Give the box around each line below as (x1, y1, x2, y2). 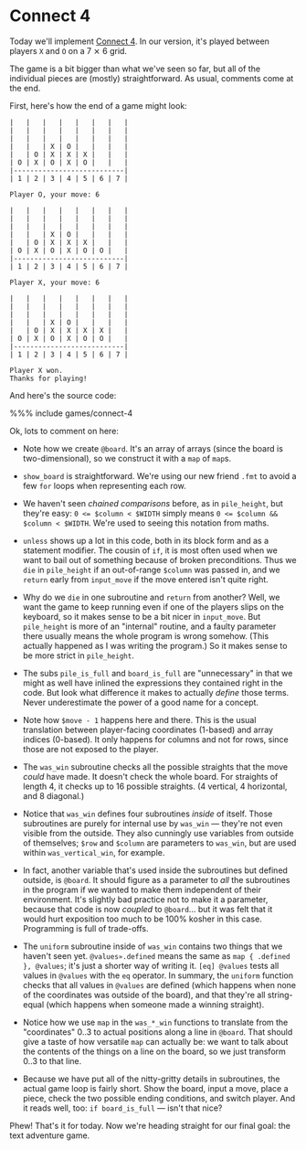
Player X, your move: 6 (9, 278, 100, 287)
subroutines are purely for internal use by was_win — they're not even (22, 817, 283, 828)
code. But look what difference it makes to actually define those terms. (22, 687, 290, 697)
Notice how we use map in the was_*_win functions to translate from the (22, 1017, 289, 1028)
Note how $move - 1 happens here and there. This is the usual (22, 714, 257, 725)
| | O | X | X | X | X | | (9, 325, 129, 335)
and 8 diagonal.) (22, 790, 85, 801)
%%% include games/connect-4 (9, 408, 133, 419)
